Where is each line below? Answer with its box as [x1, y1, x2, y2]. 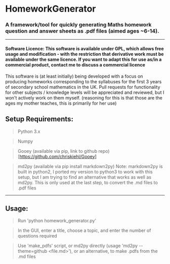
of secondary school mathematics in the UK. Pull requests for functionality [5, 84, 160, 90]
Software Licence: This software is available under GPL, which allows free [5, 46, 164, 52]
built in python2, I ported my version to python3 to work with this [17, 169, 153, 175]
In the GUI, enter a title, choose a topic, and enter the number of [17, 227, 151, 234]
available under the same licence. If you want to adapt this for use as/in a [5, 56, 162, 62]
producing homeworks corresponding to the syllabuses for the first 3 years [5, 78, 162, 84]
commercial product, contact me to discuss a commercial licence [5, 62, 146, 68]
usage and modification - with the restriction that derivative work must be [5, 51, 164, 57]
